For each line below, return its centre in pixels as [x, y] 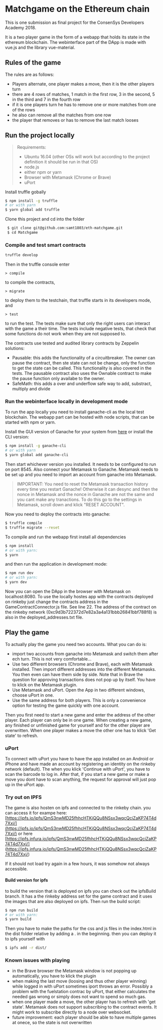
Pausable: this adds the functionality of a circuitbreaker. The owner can [84, 358]
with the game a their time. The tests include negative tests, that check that [81, 329]
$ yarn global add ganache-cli [37, 455]
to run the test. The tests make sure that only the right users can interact [78, 323]
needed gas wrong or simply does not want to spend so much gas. [79, 997]
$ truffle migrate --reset [32, 527]
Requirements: [31, 147]
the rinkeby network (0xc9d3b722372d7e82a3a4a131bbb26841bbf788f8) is [81, 612]
